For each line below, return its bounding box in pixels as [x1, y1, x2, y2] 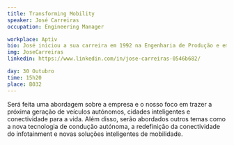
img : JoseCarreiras [7, 49, 64, 56]
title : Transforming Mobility [7, 10, 95, 17]
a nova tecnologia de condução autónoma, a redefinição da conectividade [7, 122, 221, 130]
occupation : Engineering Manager [7, 23, 104, 30]
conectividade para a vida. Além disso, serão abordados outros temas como [7, 114, 226, 123]
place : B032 [7, 81, 42, 88]
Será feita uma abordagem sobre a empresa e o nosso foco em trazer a [7, 100, 212, 108]
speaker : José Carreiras [7, 17, 79, 24]
